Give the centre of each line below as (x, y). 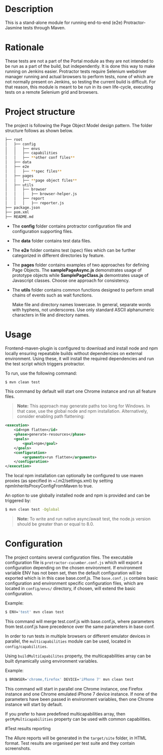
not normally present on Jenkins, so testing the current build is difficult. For (80, 82)
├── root (14, 139)
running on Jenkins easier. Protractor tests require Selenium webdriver (76, 71)
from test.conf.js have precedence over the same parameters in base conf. (80, 627)
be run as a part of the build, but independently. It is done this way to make (80, 66)
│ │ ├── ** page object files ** (41, 180)
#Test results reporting (28, 728)
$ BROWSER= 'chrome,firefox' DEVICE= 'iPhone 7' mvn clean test (69, 679)
